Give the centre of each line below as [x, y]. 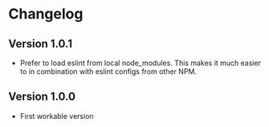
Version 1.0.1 [41, 44]
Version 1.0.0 [42, 97]
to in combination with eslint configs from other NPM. [108, 72]
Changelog [46, 14]
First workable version [57, 116]
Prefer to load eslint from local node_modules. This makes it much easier [140, 63]
